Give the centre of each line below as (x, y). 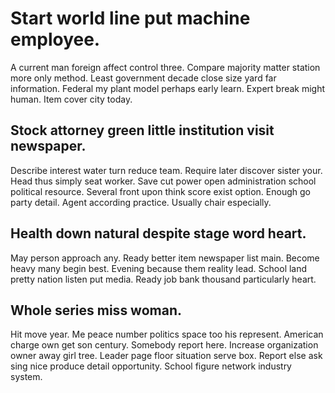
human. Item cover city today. (71, 99)
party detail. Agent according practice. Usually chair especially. (141, 202)
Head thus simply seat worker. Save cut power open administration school (163, 181)
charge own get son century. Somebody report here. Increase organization (164, 345)
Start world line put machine (130, 18)
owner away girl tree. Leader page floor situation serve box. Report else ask (166, 356)
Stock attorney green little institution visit (142, 130)
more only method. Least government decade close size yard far (143, 78)
